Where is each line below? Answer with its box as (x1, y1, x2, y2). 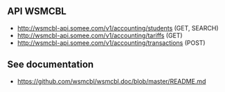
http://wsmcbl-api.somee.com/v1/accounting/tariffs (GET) (17, 31, 183, 39)
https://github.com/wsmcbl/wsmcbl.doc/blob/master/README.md (17, 77, 206, 85)
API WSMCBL (7, 6, 67, 17)
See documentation (7, 59, 94, 71)
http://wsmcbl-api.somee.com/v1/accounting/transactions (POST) (17, 38, 206, 47)
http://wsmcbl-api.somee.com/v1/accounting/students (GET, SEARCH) (17, 24, 219, 32)
